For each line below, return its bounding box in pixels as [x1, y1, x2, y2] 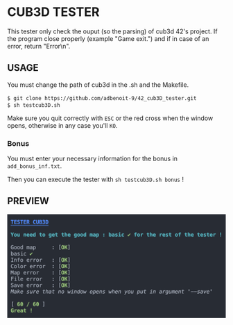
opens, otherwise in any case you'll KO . [7, 121, 118, 129]
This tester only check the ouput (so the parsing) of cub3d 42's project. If [7, 27, 218, 35]
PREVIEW [7, 195, 50, 207]
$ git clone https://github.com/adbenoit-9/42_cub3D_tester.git [7, 94, 197, 101]
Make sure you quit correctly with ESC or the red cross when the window [7, 114, 214, 122]
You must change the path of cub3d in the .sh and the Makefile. [7, 81, 189, 89]
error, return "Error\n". [7, 42, 71, 50]
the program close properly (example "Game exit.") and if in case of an [7, 34, 209, 42]
